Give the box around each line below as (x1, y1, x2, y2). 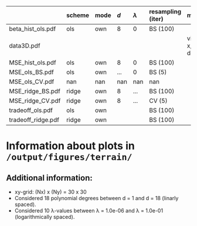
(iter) (149, 15, 164, 23)
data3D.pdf (9, 42, 40, 49)
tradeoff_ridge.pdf (9, 116, 60, 124)
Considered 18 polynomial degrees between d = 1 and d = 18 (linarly (14, 195, 179, 201)
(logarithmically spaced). (14, 214, 75, 220)
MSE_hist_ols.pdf (9, 59, 57, 66)
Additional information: (6, 173, 93, 183)
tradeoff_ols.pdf (9, 106, 53, 114)
